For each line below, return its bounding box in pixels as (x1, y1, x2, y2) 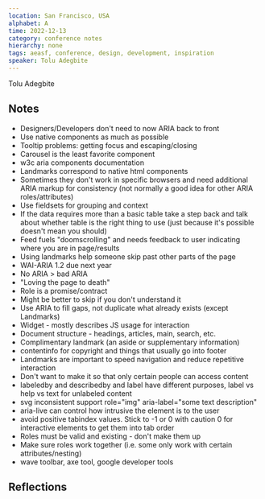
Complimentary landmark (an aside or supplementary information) (19, 337, 240, 347)
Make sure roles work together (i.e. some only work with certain (19, 439, 233, 449)
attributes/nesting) (19, 448, 82, 458)
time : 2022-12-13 (8, 27, 67, 35)
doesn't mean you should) (19, 226, 107, 236)
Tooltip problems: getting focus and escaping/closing (19, 140, 197, 150)
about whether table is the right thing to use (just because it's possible (19, 217, 255, 227)
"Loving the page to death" (19, 277, 110, 287)
